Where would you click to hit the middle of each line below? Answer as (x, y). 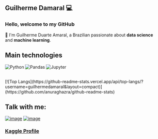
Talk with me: (26, 107)
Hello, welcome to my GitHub (40, 24)
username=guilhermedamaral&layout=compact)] (54, 87)
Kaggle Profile (22, 131)
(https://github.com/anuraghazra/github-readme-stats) (60, 92)
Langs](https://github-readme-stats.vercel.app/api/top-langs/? (81, 81)
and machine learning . (28, 40)
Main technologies (34, 55)
